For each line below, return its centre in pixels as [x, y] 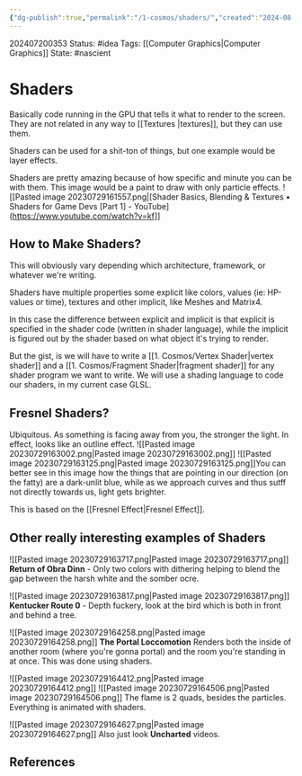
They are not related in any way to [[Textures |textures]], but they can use [146, 123]
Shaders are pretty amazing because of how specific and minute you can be [151, 177]
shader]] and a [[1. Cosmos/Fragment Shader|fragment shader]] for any [142, 366]
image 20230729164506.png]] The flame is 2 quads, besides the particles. [148, 697]
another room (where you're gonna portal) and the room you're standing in [147, 651]
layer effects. [34, 160]
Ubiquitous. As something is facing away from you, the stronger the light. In [149, 435]
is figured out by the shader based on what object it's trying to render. [139, 339]
